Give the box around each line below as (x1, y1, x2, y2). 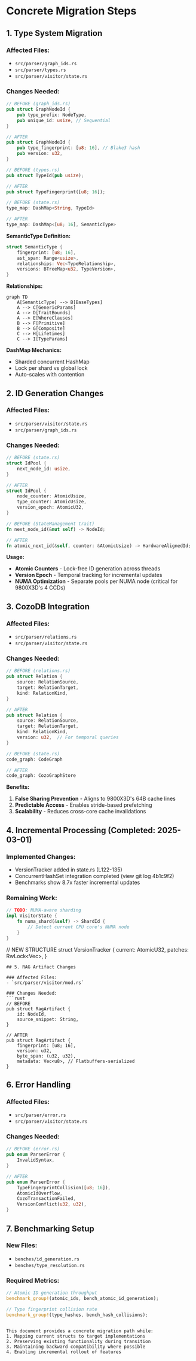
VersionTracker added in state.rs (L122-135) (14, 866, 122, 873)
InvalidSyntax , (17, 1157, 55, 1163)
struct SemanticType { (6, 244, 63, 250)
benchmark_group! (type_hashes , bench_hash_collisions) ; (6, 1312, 148, 1318)
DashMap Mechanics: (6, 347, 62, 354)
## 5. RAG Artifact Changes (6, 964, 76, 970)
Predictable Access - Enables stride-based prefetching (14, 801, 152, 809)
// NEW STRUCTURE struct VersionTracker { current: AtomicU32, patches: (6, 946, 189, 953)
